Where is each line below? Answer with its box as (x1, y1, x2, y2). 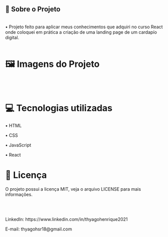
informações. (5, 191, 33, 197)
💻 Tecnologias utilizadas (5, 102, 113, 114)
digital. (5, 34, 19, 40)
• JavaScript (5, 142, 32, 148)
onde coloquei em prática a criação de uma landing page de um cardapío (5, 29, 157, 35)
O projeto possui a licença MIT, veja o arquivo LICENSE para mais (5, 186, 141, 192)
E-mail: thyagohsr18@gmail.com (5, 226, 72, 232)
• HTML (5, 122, 22, 128)
